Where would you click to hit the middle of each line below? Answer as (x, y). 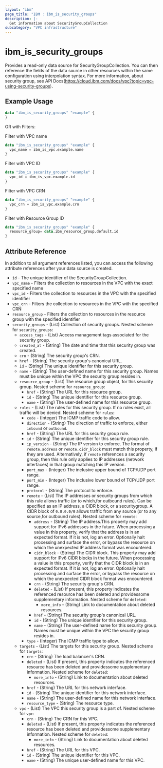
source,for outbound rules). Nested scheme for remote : (82, 516)
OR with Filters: (20, 126)
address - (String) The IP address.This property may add (90, 521)
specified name (28, 288)
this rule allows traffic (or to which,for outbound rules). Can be (89, 500)
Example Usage (29, 101)
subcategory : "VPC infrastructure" (41, 28)
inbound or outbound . (47, 428)
